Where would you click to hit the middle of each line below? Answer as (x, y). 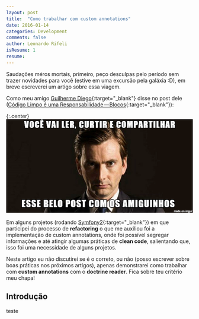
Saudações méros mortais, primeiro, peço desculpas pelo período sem (93, 74)
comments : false (26, 38)
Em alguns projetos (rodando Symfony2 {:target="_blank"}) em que (88, 222)
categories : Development (37, 31)
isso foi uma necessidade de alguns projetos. (61, 247)
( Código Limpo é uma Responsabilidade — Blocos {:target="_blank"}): (90, 105)
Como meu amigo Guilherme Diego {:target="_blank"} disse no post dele (94, 98)
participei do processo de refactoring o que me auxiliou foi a (81, 228)
